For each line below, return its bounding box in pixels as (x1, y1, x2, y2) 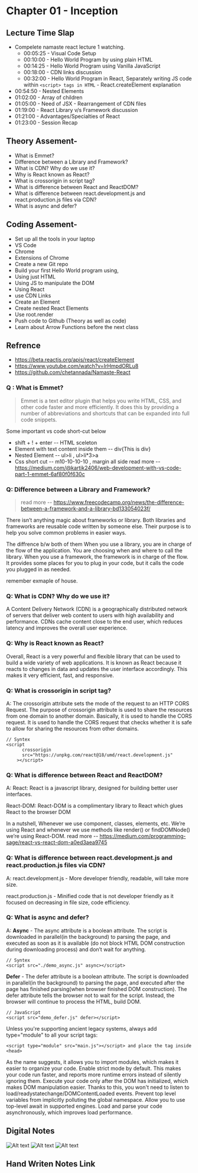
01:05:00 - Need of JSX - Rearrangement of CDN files (14, 100, 147, 107)
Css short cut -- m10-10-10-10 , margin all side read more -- (14, 458, 161, 465)
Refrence (6, 341, 41, 351)
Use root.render (14, 311, 54, 318)
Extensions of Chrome (14, 254, 69, 261)
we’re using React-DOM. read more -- (6, 833, 99, 840)
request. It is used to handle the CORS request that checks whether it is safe (6, 718, 192, 725)
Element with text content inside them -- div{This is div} (14, 445, 151, 452)
